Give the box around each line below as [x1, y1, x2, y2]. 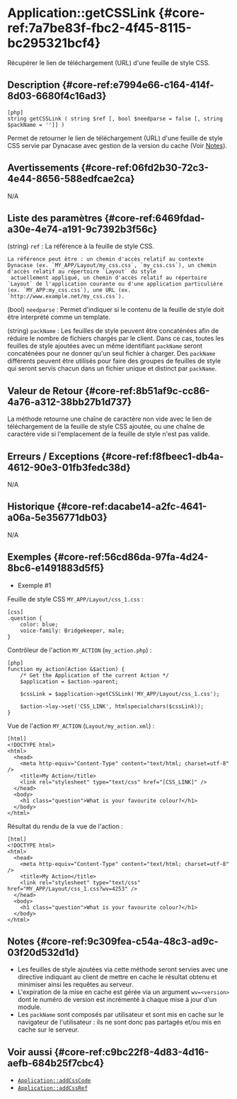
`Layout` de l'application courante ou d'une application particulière [7, 281, 223, 288]
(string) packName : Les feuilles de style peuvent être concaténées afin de [7, 327, 219, 335]
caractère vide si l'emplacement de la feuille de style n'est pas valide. [7, 430, 210, 439]
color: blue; [20, 621, 59, 628]
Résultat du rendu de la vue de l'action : [7, 822, 124, 830]
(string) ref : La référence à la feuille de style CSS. [7, 242, 154, 251]
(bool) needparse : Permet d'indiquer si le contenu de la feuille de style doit [7, 305, 224, 314]
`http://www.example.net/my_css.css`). [7, 293, 125, 300]
